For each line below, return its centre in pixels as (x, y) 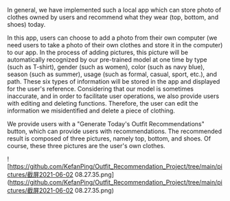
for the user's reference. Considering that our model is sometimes (101, 89)
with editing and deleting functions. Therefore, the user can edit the (103, 103)
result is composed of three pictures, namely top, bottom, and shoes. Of (109, 139)
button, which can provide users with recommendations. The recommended (115, 131)
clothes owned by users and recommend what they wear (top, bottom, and (113, 17)
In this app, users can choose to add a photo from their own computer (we (112, 38)
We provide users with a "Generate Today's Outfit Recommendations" (106, 124)
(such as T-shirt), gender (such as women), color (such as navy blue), (106, 67)
